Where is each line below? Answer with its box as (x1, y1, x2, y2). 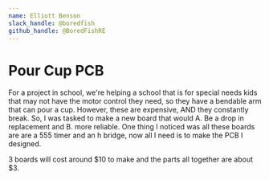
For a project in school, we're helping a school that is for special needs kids (8, 88, 258, 97)
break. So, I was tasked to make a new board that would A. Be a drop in (8, 113, 245, 123)
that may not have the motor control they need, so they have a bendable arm (8, 96, 262, 106)
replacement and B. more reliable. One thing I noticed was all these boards (8, 122, 255, 132)
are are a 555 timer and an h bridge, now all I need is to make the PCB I (8, 130, 243, 141)
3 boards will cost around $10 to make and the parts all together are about (8, 154, 254, 165)
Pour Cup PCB (8, 61, 104, 80)
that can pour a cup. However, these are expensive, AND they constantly (8, 105, 249, 115)
